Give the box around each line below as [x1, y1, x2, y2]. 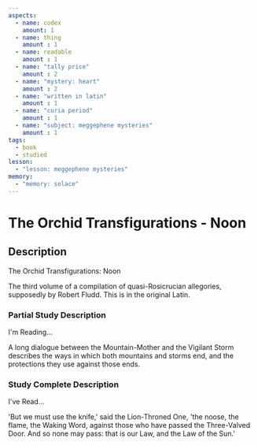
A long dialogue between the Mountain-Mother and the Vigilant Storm [8, 343, 234, 352]
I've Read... [8, 397, 45, 407]
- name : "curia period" [15, 107, 93, 115]
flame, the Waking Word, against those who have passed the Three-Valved [8, 421, 250, 430]
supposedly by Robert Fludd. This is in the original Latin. [8, 289, 190, 299]
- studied [15, 151, 47, 158]
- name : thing [15, 33, 61, 42]
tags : [8, 136, 26, 144]
